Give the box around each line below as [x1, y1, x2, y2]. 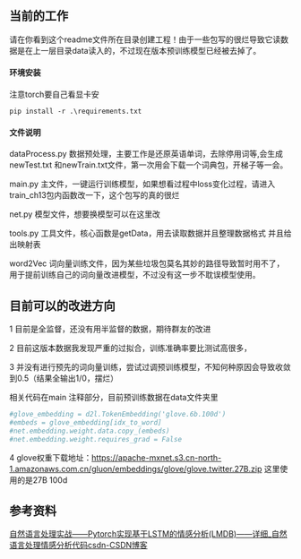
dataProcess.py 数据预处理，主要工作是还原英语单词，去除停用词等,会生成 [9, 149, 284, 159]
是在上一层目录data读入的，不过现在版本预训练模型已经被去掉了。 [16, 45, 262, 56]
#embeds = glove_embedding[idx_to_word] [9, 417, 163, 427]
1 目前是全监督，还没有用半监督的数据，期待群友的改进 [9, 323, 211, 334]
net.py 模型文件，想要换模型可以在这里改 [9, 209, 161, 219]
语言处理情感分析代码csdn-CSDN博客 [9, 540, 148, 551]
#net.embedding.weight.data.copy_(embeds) [9, 426, 170, 435]
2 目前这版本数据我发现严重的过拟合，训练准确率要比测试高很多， [9, 343, 253, 354]
